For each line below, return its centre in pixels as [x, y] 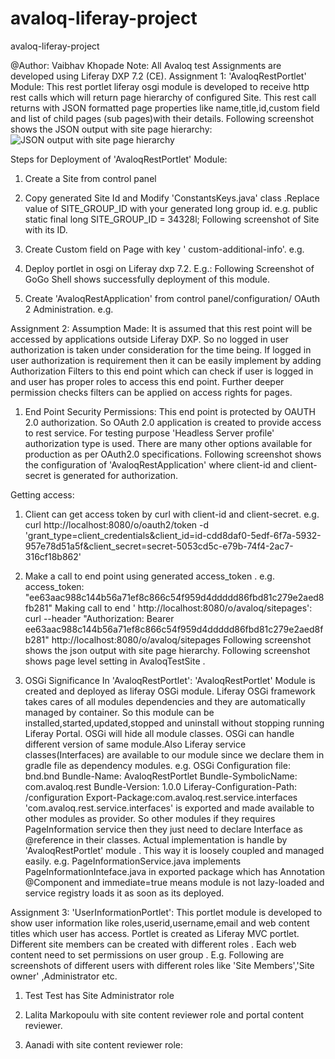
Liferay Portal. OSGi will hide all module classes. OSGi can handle [159, 733]
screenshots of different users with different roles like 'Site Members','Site [162, 965]
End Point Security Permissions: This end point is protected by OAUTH [170, 411]
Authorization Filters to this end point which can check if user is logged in [162, 371]
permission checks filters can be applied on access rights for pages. [151, 392]
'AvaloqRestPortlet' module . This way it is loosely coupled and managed [174, 850]
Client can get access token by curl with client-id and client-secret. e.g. [172, 514]
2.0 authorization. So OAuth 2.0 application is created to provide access [173, 422]
